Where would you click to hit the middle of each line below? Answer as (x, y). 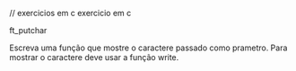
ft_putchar (28, 30)
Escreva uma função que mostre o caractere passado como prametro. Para (148, 48)
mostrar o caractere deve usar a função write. (94, 57)
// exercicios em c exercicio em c (70, 13)
